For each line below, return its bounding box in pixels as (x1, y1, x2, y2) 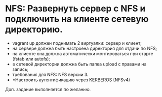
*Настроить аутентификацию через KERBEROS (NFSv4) (12, 77, 130, 83)
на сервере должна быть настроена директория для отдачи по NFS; (12, 45, 157, 51)
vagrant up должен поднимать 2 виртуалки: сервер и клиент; (12, 40, 142, 46)
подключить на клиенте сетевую (5, 13, 149, 25)
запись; (12, 66, 29, 72)
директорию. (5, 24, 63, 35)
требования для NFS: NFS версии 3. (12, 71, 89, 77)
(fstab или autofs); (12, 56, 50, 62)
